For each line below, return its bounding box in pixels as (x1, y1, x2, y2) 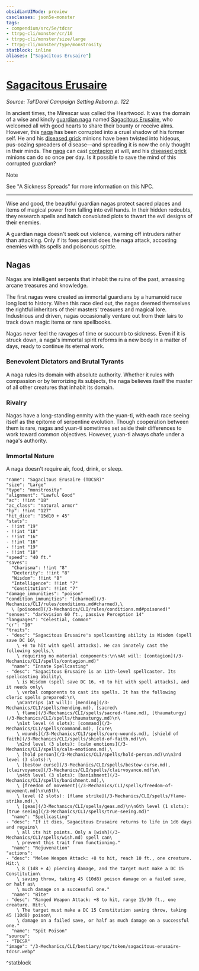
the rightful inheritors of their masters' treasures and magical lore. (6, 306, 167, 313)
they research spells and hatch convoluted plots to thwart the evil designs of (6, 212, 193, 219)
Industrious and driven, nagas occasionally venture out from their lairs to (6, 312, 184, 320)
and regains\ (6, 825, 38, 831)
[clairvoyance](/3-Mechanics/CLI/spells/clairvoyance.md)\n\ (6, 767, 161, 774)
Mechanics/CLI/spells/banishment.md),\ (6, 778, 105, 784)
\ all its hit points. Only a (17, 829, 92, 836)
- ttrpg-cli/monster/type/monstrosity (6, 42, 102, 48)
